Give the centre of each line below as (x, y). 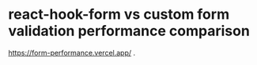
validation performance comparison (129, 31)
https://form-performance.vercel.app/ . (72, 52)
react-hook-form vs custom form (119, 14)
